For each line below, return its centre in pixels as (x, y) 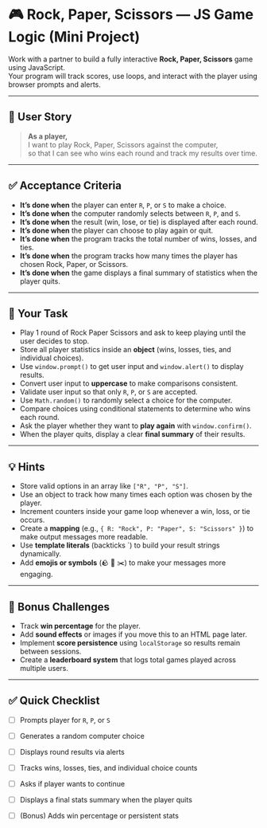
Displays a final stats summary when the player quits (106, 800)
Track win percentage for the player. (80, 626)
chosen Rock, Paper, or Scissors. (74, 264)
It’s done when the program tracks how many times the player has (129, 256)
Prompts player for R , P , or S (65, 720)
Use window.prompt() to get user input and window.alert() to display (132, 367)
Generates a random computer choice (82, 736)
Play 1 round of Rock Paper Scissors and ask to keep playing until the (133, 333)
